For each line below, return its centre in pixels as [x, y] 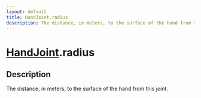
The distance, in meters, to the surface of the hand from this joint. [87, 89]
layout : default [26, 12]
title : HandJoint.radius [37, 17]
